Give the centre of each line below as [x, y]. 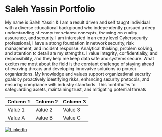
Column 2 [47, 102]
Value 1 [16, 109]
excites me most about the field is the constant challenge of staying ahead [80, 64]
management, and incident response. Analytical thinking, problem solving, [79, 48]
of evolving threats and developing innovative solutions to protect [71, 68]
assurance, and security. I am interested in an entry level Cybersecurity [77, 38]
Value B [44, 118]
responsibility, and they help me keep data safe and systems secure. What [80, 58]
